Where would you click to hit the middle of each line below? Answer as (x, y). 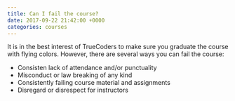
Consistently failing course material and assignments (94, 83)
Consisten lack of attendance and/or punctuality (87, 68)
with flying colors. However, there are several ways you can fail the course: (116, 54)
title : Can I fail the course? (53, 14)
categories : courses (38, 27)
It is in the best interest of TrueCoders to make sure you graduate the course (118, 47)
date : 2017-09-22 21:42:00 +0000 (56, 20)
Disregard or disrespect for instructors (73, 90)
